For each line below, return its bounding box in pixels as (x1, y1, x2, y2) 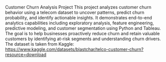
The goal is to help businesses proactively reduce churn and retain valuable (5, 31, 160, 36)
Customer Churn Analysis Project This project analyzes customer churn (5, 4, 152, 10)
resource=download (5, 52, 47, 58)
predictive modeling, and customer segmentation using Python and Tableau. (5, 25, 161, 31)
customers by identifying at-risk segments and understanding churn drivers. (5, 36, 161, 42)
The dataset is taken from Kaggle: (5, 41, 74, 47)
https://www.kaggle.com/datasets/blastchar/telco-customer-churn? (5, 47, 144, 52)
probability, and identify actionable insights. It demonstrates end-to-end (5, 15, 152, 20)
